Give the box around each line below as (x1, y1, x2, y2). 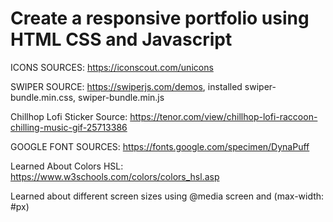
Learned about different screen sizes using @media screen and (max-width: (10, 190, 325, 202)
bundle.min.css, (10, 91, 77, 103)
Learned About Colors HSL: (10, 160, 124, 172)
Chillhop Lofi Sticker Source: (10, 110, 128, 122)
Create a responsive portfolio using (10, 7, 310, 30)
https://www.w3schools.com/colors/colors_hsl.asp (10, 170, 220, 182)
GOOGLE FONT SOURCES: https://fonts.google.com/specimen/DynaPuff (10, 140, 310, 152)
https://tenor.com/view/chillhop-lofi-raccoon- (129, 110, 318, 122)
